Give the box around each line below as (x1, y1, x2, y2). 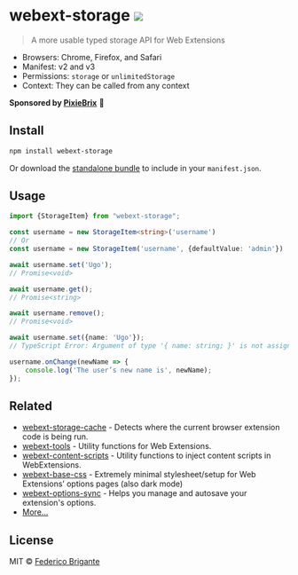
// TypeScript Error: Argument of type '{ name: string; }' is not (9, 342, 264, 351)
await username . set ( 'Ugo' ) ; (9, 260, 114, 269)
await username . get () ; (9, 285, 93, 294)
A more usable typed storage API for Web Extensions (30, 35, 226, 45)
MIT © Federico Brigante (9, 556, 100, 567)
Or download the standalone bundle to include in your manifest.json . (9, 162, 262, 173)
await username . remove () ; (9, 309, 105, 318)
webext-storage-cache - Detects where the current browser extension (21, 422, 280, 433)
